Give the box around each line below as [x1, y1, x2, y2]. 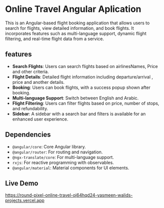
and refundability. [12, 105, 48, 111]
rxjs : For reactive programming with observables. [12, 159, 114, 165]
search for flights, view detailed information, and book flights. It [5, 25, 134, 31]
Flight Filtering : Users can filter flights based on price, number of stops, [12, 100, 160, 106]
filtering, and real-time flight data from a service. [5, 36, 104, 42]
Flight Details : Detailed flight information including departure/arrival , [12, 73, 153, 80]
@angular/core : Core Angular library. [12, 143, 86, 149]
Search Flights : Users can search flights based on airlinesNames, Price [12, 63, 158, 69]
